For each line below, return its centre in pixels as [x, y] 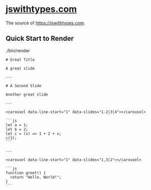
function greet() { [26, 173]
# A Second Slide [24, 86]
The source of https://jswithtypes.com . [45, 23]
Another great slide [27, 95]
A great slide [20, 68]
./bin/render [18, 50]
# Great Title [20, 60]
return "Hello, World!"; [36, 177]
